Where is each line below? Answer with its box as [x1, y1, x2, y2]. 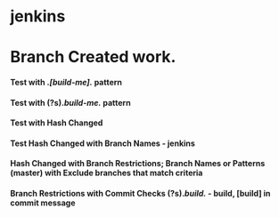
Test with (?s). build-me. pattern [10, 97, 132, 108]
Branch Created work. [10, 47, 176, 68]
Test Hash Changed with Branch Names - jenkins [10, 138, 195, 149]
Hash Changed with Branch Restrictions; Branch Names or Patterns [10, 158, 266, 169]
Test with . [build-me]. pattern [10, 76, 123, 87]
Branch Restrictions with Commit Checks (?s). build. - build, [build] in [10, 188, 271, 198]
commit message [10, 197, 76, 208]
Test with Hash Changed [10, 117, 103, 128]
